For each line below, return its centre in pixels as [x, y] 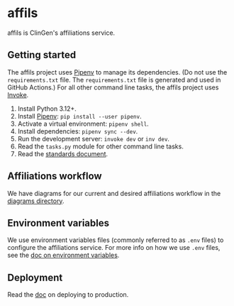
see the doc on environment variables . [63, 255]
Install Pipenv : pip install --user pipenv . [79, 116]
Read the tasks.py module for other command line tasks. [101, 146]
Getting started [42, 55]
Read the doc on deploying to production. [68, 295]
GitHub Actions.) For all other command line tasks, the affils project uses [113, 87]
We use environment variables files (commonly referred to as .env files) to [116, 240]
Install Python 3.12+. [47, 109]
